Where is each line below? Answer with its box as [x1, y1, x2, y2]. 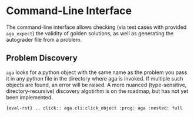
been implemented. [6, 93, 53, 101]
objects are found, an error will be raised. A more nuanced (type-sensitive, [6, 81, 187, 88]
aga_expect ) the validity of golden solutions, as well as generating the [6, 29, 174, 36]
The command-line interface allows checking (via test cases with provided [6, 24, 187, 31]
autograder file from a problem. [6, 36, 82, 43]
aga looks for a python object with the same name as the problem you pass [6, 69, 188, 76]
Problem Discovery [6, 53, 78, 63]
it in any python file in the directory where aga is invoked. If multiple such [6, 75, 183, 82]
